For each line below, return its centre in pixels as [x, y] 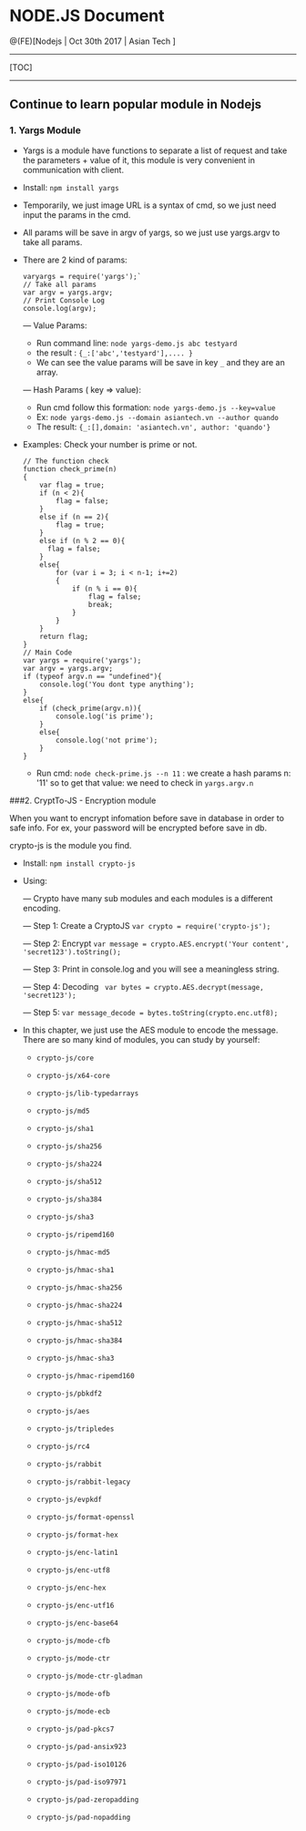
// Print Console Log [63, 300]
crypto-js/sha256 [69, 1146]
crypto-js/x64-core [73, 1075]
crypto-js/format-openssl [85, 1517]
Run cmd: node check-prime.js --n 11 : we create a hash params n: [163, 773]
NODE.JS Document [87, 16]
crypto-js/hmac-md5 [73, 1252]
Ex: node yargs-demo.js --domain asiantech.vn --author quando [158, 417]
